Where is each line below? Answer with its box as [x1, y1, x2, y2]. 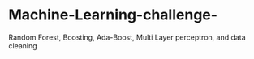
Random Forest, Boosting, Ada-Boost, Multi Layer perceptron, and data [8, 32, 246, 42]
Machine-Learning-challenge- [8, 6, 217, 24]
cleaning [8, 40, 38, 50]
